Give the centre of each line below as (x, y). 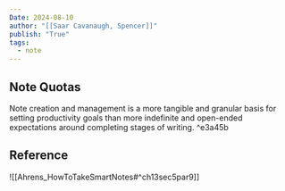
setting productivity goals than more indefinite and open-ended (126, 118)
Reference (39, 156)
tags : (19, 42)
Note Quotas (45, 87)
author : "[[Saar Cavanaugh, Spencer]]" (84, 26)
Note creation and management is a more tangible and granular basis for (143, 108)
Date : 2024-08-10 (42, 17)
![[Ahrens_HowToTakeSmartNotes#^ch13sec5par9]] (105, 177)
